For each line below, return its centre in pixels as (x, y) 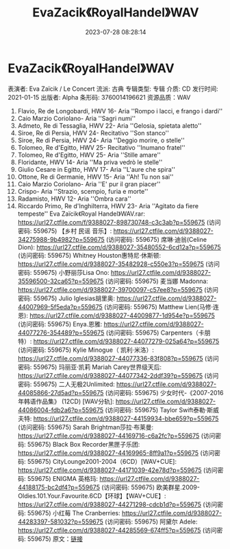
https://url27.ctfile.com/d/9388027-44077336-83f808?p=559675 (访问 (118, 358)
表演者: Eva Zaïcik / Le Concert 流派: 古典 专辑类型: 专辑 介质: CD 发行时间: (113, 89)
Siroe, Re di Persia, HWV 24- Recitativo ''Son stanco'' (93, 133)
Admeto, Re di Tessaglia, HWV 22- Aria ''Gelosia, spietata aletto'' (110, 125)
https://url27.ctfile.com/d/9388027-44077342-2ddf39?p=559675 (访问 (118, 375)
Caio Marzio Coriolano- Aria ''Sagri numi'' (77, 118)
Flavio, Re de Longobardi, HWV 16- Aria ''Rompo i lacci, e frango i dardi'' (120, 111)
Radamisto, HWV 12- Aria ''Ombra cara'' (75, 199)
